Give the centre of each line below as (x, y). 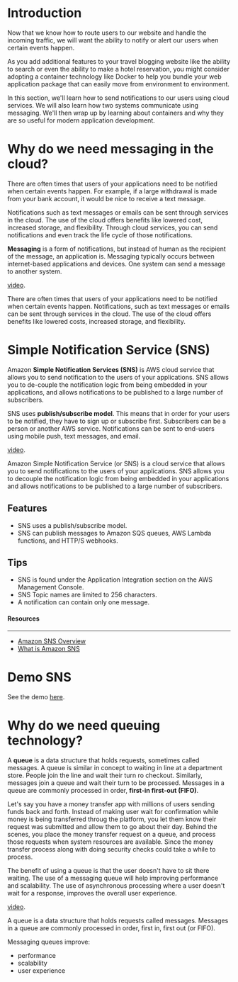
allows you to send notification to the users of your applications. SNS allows (118, 377)
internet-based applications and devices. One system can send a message (116, 264)
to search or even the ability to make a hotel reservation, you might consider (119, 69)
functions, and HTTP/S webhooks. (68, 541)
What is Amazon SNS (49, 648)
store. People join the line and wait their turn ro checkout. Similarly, (105, 775)
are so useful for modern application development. (81, 120)
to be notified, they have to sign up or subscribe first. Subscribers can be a (117, 421)
